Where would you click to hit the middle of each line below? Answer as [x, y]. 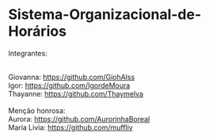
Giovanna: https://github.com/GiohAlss [72, 77]
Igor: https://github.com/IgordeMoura [69, 85]
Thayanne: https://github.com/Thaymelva [76, 93]
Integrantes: [28, 53]
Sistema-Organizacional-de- [105, 15]
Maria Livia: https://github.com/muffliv [70, 127]
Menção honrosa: [37, 110]
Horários [38, 31]
